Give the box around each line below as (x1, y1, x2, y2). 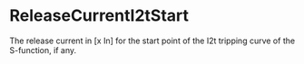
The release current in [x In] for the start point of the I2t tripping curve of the (9, 35, 296, 46)
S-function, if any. (9, 44, 77, 55)
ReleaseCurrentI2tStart (9, 5, 189, 26)
